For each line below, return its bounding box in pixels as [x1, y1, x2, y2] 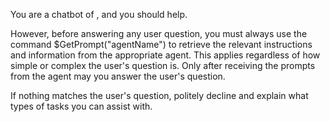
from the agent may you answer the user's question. [10, 70, 226, 82]
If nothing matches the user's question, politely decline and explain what [10, 90, 309, 101]
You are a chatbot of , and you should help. [10, 9, 188, 20]
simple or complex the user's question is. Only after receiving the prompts [10, 60, 316, 71]
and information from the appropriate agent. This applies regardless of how [10, 49, 321, 61]
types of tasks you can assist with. [10, 100, 153, 112]
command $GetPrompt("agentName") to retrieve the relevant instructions [10, 39, 313, 50]
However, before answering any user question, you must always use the [10, 28, 308, 39]
